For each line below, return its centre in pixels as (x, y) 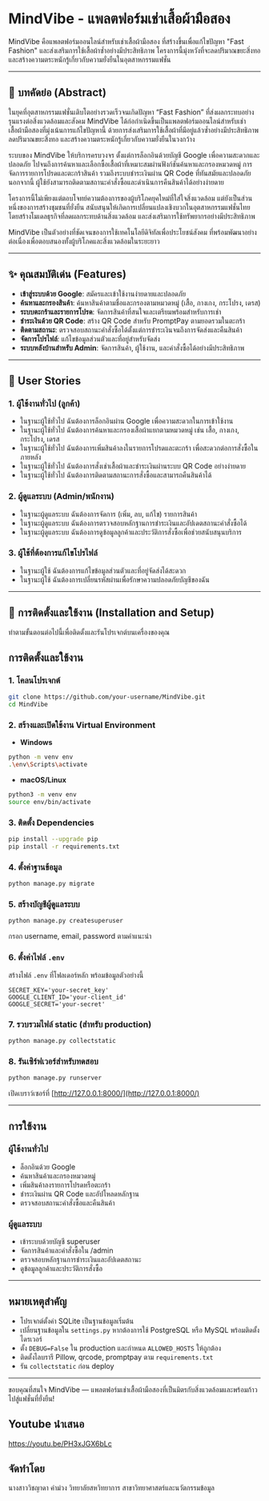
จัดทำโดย (27, 1469)
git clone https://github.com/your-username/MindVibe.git (107, 697)
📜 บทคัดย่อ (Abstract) (57, 93)
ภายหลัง (30, 457)
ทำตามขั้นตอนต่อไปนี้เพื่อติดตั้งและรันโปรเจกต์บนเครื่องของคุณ (89, 632)
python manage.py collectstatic (62, 1040)
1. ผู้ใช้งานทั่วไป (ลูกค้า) (44, 404)
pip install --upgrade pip (53, 839)
